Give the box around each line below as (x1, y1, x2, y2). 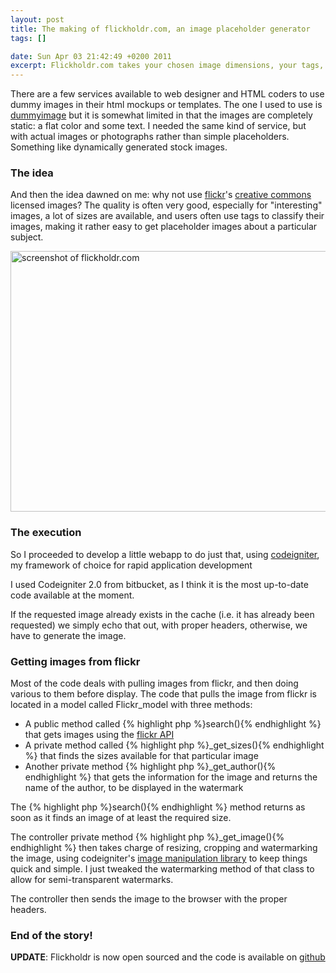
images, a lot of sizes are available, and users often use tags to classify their (10, 210, 325, 222)
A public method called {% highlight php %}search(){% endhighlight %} (24, 718, 322, 730)
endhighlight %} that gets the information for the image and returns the (24, 771, 318, 783)
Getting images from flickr (10, 654, 141, 668)
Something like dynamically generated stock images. (10, 141, 228, 153)
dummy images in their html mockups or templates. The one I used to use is (10, 99, 323, 111)
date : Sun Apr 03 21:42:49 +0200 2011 (10, 51, 172, 61)
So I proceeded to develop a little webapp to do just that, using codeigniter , (10, 548, 320, 560)
